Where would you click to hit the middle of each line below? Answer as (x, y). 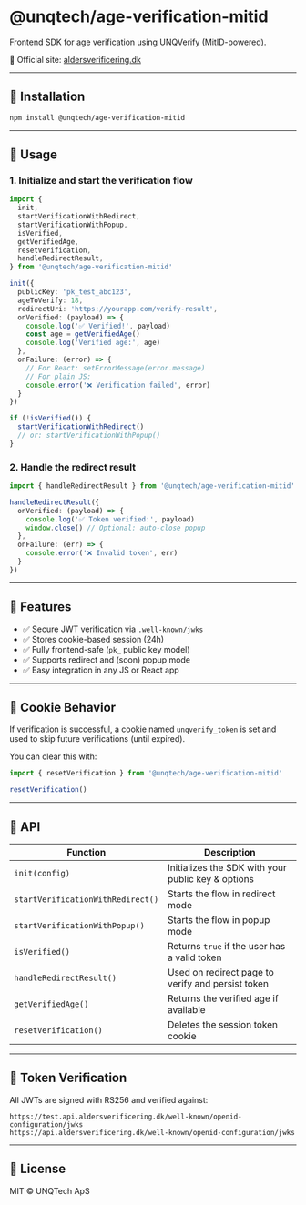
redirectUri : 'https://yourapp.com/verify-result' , (118, 309)
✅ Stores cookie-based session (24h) (93, 639)
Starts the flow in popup (219, 920)
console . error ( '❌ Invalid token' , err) (102, 553)
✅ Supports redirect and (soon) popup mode (107, 659)
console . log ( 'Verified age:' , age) (93, 343)
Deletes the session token (223, 1025)
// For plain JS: (59, 376)
